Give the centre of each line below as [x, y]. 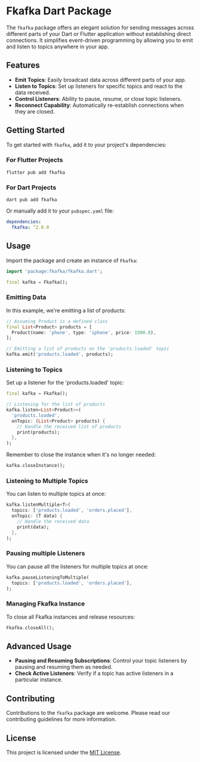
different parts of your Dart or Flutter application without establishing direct [99, 33]
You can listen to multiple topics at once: [56, 494]
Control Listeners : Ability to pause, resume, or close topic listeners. [98, 99]
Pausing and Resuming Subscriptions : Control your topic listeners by [101, 660]
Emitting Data [26, 297]
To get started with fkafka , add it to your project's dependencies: [87, 145]
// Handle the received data [53, 521]
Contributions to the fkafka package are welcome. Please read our [88, 713]
